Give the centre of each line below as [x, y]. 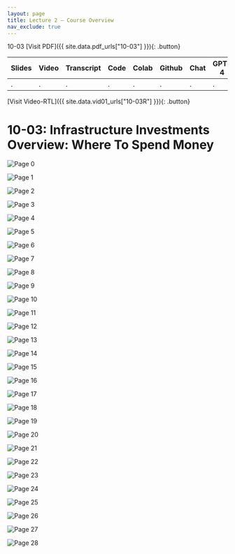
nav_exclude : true [34, 27]
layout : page [26, 14]
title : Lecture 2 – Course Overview [60, 20]
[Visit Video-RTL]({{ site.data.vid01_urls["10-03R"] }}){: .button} [99, 101]
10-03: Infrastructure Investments [108, 130]
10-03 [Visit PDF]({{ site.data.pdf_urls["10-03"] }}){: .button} [94, 47]
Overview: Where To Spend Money [111, 145]
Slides [21, 68]
